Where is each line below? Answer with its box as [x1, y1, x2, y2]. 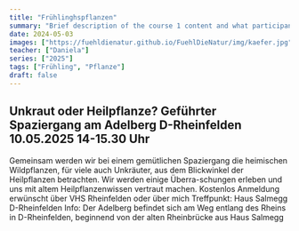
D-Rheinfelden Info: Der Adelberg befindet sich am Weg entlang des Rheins [9, 202, 287, 213]
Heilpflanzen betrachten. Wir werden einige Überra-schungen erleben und [9, 174, 283, 185]
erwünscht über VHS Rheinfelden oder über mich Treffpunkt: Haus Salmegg [9, 193, 288, 203]
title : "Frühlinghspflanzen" [9, 12, 117, 22]
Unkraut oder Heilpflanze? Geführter [9, 104, 217, 119]
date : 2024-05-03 [9, 29, 74, 38]
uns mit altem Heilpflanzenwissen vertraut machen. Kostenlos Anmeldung [9, 183, 280, 194]
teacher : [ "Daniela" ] [9, 46, 90, 55]
